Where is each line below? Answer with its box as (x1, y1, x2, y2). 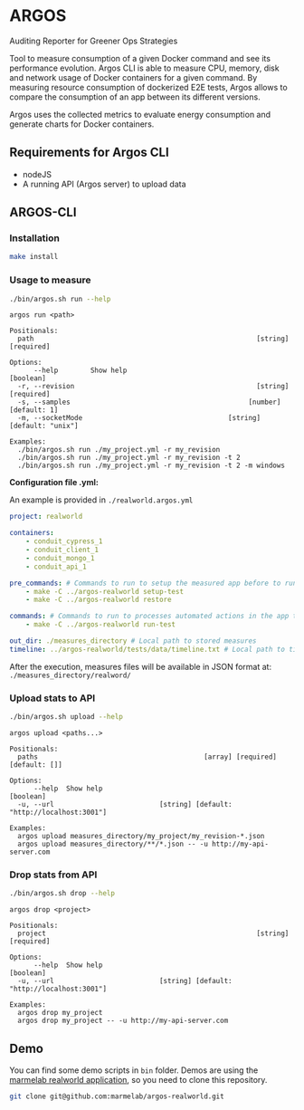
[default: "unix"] (9, 422, 79, 431)
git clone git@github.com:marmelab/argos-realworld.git (9, 1092, 224, 1101)
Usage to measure (9, 273, 92, 286)
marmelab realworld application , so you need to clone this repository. (9, 1075, 268, 1086)
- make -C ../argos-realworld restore (25, 595, 172, 605)
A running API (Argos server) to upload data (22, 178, 187, 189)
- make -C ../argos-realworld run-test (25, 620, 176, 629)
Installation (9, 232, 61, 244)
